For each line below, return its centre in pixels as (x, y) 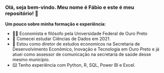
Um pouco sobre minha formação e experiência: (56, 24)
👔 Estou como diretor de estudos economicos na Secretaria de (76, 44)
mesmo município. (31, 60)
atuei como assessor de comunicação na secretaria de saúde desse (82, 54)
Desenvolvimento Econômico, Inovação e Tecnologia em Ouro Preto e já (86, 49)
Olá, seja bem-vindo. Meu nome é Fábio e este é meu (70, 7)
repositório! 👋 (22, 13)
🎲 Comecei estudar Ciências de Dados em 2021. (61, 39)
